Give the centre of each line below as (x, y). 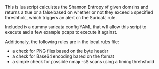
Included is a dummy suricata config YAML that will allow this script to (76, 27)
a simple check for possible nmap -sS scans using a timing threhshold (83, 61)
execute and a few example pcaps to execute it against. (61, 32)
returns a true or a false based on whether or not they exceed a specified (79, 12)
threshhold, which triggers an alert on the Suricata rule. (61, 17)
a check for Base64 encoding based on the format (63, 56)
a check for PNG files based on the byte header (60, 51)
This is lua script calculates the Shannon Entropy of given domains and (77, 7)
